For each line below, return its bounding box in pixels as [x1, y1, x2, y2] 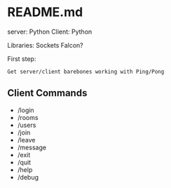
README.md [7, 4, 83, 20]
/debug [17, 173, 39, 181]
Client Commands [7, 87, 88, 99]
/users [17, 121, 36, 129]
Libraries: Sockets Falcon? [7, 41, 84, 49]
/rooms [17, 113, 39, 121]
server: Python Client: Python [7, 27, 93, 36]
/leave [17, 135, 36, 144]
